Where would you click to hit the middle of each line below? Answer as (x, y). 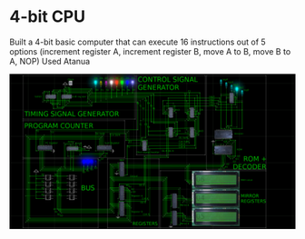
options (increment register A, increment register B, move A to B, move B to (150, 51)
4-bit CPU (48, 17)
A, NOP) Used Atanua (50, 61)
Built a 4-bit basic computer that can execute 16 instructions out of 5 (138, 42)
